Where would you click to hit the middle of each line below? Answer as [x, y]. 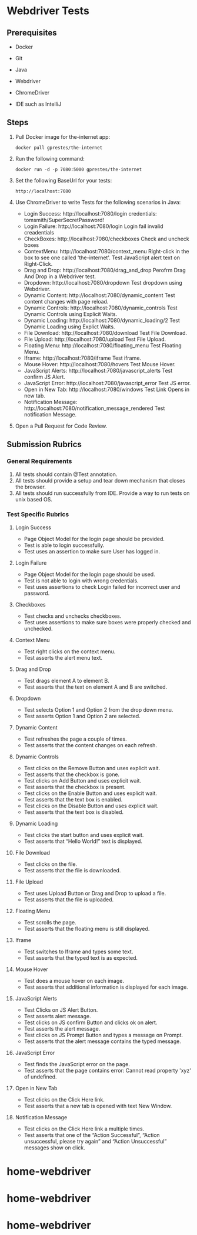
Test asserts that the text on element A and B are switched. [96, 687]
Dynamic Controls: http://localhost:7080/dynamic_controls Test [101, 308]
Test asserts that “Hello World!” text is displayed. [83, 841]
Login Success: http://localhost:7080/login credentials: [91, 213]
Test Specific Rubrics [38, 514]
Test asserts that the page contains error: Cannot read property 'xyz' [108, 1070]
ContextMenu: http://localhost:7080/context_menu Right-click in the [106, 251]
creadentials [39, 232]
